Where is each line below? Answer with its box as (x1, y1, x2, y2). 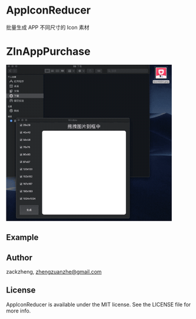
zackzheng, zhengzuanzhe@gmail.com (6, 268, 102, 275)
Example (6, 232, 39, 242)
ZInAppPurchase (6, 45, 91, 58)
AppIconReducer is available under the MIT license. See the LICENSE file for (6, 301, 191, 308)
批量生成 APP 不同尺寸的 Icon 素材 (6, 24, 89, 31)
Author (6, 252, 32, 262)
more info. (6, 307, 31, 314)
